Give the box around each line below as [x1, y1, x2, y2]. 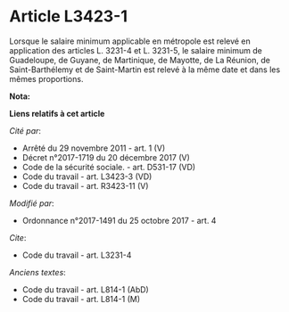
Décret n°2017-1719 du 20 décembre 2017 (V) [21, 152, 190, 162]
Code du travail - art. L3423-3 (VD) [21, 171, 153, 182]
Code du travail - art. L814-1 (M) [21, 293, 141, 304]
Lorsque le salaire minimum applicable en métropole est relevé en [9, 36, 252, 46]
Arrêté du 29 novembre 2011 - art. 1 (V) [21, 143, 166, 153]
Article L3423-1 [9, 6, 128, 27]
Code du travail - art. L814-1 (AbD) [21, 283, 149, 295]
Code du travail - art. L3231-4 [21, 250, 132, 260]
